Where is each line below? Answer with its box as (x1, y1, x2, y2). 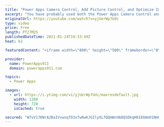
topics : (5, 74, 21, 80)
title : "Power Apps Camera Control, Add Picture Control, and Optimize (5, 7, 154, 12)
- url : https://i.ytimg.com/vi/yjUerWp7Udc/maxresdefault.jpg (9, 92, 139, 97)
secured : (5, 115, 23, 120)
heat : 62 (5, 39, 23, 44)
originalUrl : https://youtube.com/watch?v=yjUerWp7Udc (5, 16, 119, 21)
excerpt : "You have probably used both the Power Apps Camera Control (5, 12, 152, 17)
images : (5, 88, 21, 93)
